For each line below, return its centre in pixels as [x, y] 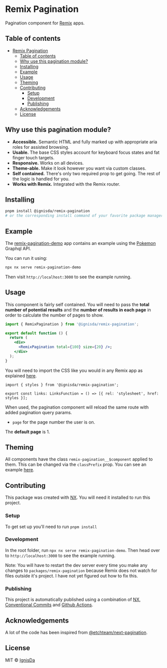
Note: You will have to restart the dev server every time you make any [76, 565]
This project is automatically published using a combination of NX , [73, 600]
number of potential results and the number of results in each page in [78, 310]
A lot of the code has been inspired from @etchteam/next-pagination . [77, 632]
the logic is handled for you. [41, 179]
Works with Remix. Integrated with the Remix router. [66, 184]
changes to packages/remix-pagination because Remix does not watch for [81, 570]
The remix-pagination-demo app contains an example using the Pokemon [81, 243]
